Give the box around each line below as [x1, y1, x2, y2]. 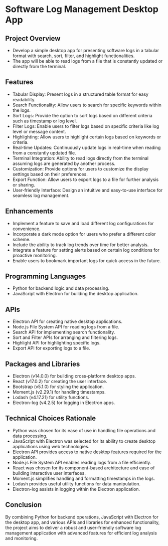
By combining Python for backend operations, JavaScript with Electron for [5, 514, 159, 520]
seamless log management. [12, 192, 70, 199]
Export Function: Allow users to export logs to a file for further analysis [12, 176, 159, 183]
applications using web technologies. [12, 443, 90, 449]
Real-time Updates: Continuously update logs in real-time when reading [12, 144, 161, 150]
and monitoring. [5, 535, 38, 541]
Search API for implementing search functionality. [12, 329, 115, 335]
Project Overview [5, 34, 61, 43]
